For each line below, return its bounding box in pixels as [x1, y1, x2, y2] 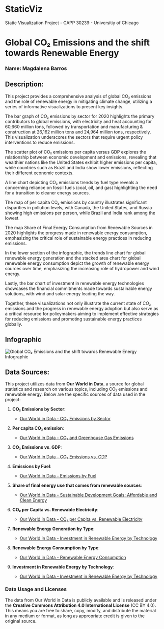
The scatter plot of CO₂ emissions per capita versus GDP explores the [5, 149, 146, 155]
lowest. [5, 215, 20, 221]
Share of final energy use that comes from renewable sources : [12, 482, 142, 488]
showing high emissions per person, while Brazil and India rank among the [5, 210, 156, 216]
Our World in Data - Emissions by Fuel [19, 473, 97, 479]
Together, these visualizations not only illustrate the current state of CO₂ [5, 300, 151, 306]
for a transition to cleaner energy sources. [5, 189, 90, 195]
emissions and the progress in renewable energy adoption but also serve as [5, 305, 159, 311]
